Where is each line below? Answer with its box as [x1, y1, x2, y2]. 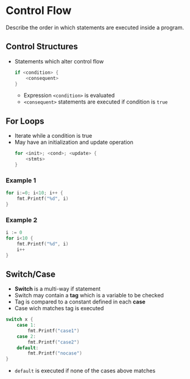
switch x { [5, 316, 33, 323]
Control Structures [5, 41, 79, 52]
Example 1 [5, 176, 37, 185]
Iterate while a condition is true [14, 132, 93, 140]
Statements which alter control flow [14, 57, 104, 65]
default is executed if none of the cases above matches [14, 367, 156, 375]
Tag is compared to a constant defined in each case [14, 298, 146, 305]
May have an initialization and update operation [14, 138, 133, 146]
